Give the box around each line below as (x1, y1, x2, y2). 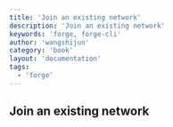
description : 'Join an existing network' (9, 21, 166, 30)
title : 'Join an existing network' (9, 12, 142, 22)
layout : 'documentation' (9, 54, 102, 63)
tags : (9, 63, 29, 72)
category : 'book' (9, 46, 74, 55)
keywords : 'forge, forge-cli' (9, 29, 122, 38)
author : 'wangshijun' (9, 37, 90, 47)
